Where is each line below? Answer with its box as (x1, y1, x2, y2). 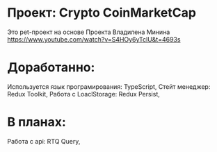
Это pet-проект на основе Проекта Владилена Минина (7, 28, 170, 36)
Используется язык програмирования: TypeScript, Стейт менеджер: (7, 82, 211, 91)
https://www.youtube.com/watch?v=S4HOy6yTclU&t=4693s (7, 35, 181, 43)
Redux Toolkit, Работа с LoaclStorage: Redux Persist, (7, 90, 160, 98)
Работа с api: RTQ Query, (7, 137, 81, 145)
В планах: (7, 115, 66, 130)
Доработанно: (7, 60, 95, 76)
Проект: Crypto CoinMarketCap (7, 5, 197, 21)
